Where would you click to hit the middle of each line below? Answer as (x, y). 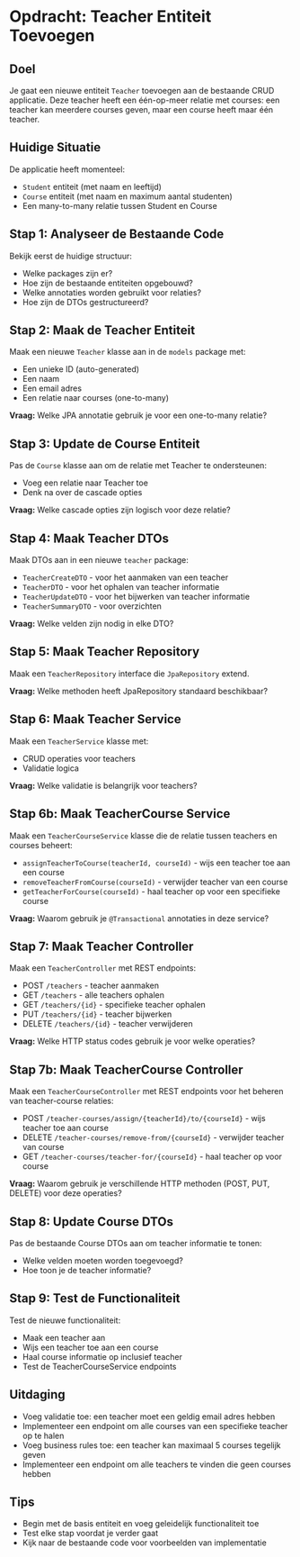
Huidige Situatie (55, 147)
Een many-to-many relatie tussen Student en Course (119, 205)
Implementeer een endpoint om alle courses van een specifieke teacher (155, 1426)
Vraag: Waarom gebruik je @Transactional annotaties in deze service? (139, 918)
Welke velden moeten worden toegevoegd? (103, 1260)
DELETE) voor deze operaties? (66, 1193)
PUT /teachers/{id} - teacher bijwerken (97, 1014)
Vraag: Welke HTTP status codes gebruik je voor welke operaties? (132, 1041)
